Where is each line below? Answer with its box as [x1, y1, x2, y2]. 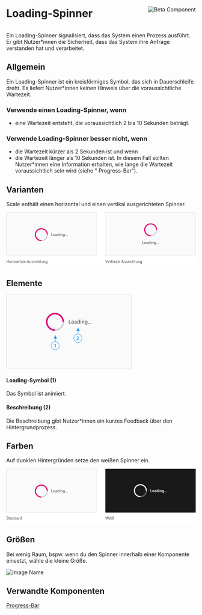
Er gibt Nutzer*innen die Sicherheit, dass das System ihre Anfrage [6, 38, 170, 45]
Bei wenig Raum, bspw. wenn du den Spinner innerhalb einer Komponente [6, 551, 190, 558]
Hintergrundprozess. [6, 423, 57, 430]
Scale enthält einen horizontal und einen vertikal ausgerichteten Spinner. [6, 201, 186, 208]
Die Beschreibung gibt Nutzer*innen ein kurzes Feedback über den [6, 417, 173, 424]
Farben [6, 441, 34, 451]
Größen [6, 534, 35, 545]
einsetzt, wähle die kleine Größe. [6, 557, 88, 564]
